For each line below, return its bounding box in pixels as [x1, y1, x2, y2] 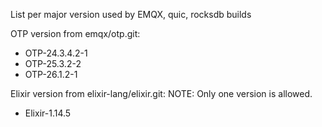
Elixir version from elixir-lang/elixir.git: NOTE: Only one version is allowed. [10, 88, 313, 99]
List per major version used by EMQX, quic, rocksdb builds [10, 9, 252, 20]
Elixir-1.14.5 [24, 107, 72, 119]
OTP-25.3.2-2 [24, 58, 82, 69]
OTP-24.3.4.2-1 [24, 47, 88, 59]
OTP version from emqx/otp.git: [10, 28, 141, 39]
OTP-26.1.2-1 [24, 69, 78, 80]
